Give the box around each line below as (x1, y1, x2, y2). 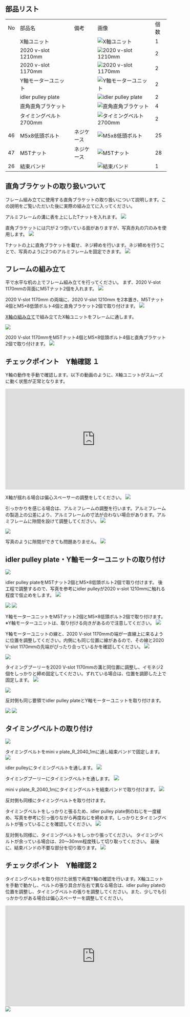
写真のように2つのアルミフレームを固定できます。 (18, 248, 124, 255)
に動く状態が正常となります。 (5, 378, 68, 384)
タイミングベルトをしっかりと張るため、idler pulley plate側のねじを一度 (5, 808, 157, 814)
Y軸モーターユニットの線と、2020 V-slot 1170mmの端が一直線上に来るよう (5, 631, 164, 637)
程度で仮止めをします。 (5, 592, 55, 598)
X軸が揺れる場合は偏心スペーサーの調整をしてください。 (5, 494, 124, 501)
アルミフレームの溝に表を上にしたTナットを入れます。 (5, 214, 120, 220)
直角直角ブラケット (19, 102, 67, 110)
